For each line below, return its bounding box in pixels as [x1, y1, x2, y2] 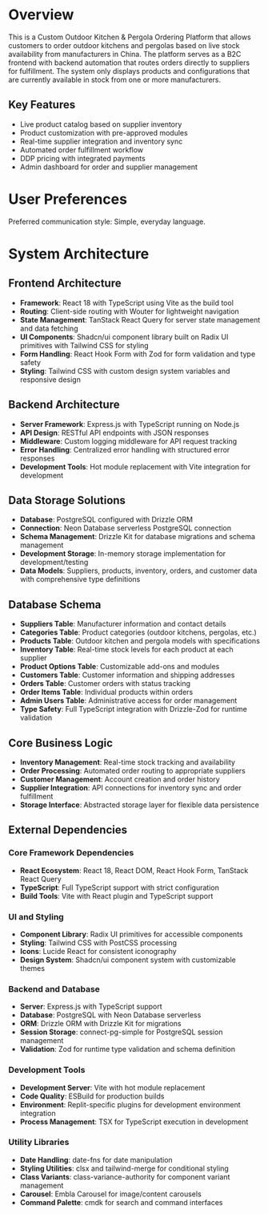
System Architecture [8, 245, 150, 262]
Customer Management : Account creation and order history [19, 774, 220, 784]
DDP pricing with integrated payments [19, 153, 146, 163]
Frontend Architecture [8, 277, 122, 290]
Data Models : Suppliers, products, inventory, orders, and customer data [19, 566, 258, 575]
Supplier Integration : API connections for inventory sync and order [19, 782, 242, 792]
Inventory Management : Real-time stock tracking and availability [19, 757, 236, 767]
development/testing [19, 558, 89, 567]
